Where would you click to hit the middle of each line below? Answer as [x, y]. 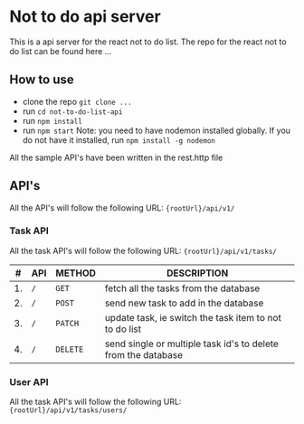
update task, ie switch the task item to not [193, 317]
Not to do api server [85, 17]
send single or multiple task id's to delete [191, 344]
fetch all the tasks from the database [182, 288]
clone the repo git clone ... [77, 101]
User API [29, 382]
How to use [42, 80]
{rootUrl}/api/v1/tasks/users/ [68, 410]
